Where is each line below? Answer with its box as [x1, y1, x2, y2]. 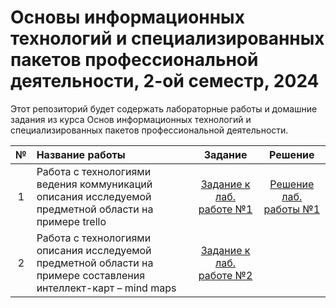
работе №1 [198, 202, 253, 216]
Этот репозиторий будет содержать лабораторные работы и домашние [10, 102, 318, 115]
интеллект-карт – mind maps [36, 281, 177, 295]
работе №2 [198, 268, 253, 282]
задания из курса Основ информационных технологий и [10, 113, 252, 125]
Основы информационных [10, 6, 245, 29]
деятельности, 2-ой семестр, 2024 [10, 70, 320, 93]
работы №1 [263, 202, 321, 216]
